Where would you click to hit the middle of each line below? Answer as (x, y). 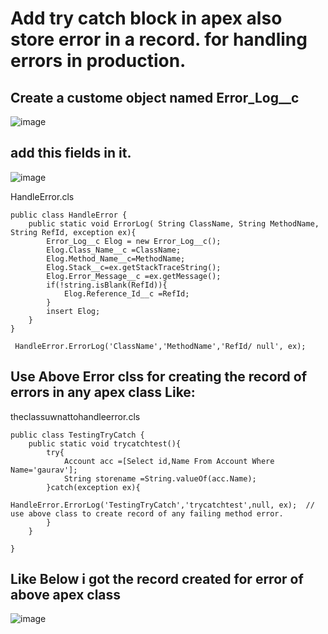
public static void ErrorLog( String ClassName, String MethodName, (174, 223)
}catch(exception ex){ (93, 487)
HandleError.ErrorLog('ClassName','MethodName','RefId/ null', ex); (160, 346)
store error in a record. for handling (159, 39)
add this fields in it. (71, 153)
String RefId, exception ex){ (73, 232)
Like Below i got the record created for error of (157, 579)
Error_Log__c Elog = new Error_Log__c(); (134, 241)
